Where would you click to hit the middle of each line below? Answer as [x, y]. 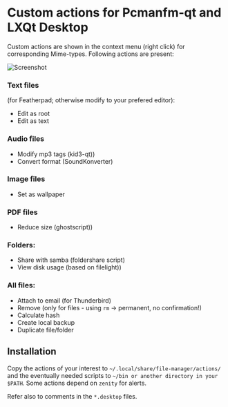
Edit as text [33, 121]
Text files [23, 85]
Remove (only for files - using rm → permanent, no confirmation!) [110, 307]
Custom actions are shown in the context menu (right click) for [96, 46]
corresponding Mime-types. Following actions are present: [91, 54]
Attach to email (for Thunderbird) [64, 300]
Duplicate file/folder [45, 330]
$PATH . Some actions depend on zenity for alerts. [77, 383]
